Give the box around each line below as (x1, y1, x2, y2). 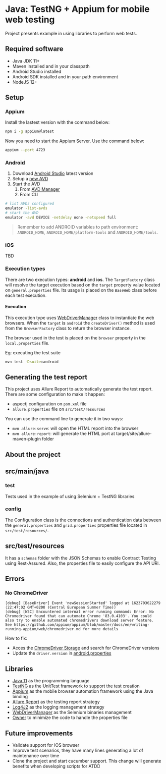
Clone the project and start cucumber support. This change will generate (12, 758, 162, 764)
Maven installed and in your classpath (12, 63, 90, 69)
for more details (82, 627, 119, 632)
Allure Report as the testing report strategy (12, 699, 100, 705)
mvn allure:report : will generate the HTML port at (12, 431, 115, 437)
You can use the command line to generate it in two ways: (5, 416, 123, 422)
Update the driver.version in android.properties (12, 650, 111, 656)
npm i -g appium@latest (5, 129, 55, 134)
